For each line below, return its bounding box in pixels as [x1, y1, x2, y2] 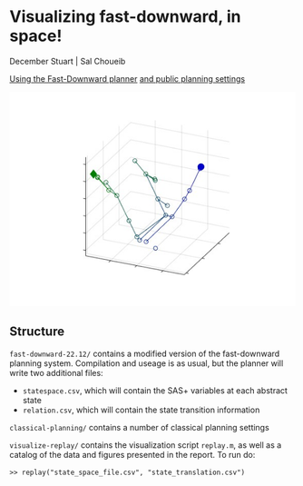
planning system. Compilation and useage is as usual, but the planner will [9, 357, 284, 369]
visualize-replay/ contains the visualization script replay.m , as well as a [9, 439, 282, 451]
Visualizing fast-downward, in [9, 6, 242, 27]
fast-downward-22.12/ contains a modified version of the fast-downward [9, 348, 280, 359]
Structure [9, 324, 65, 340]
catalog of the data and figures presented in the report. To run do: [9, 449, 256, 460]
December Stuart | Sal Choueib [9, 55, 126, 66]
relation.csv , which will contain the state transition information [22, 404, 260, 415]
